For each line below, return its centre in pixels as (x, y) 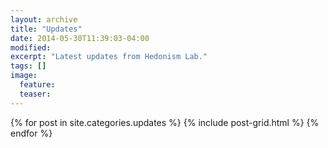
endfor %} (31, 133)
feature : (37, 85)
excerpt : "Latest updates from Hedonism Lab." (109, 57)
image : (24, 76)
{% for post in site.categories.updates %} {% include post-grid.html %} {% (165, 122)
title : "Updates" (46, 29)
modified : (31, 47)
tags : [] (28, 66)
